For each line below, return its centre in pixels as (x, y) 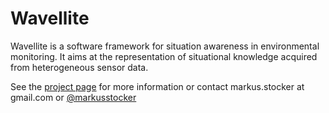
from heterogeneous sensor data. (79, 67)
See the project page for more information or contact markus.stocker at (157, 86)
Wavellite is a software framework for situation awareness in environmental (165, 46)
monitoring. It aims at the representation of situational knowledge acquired (164, 56)
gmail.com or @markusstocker (73, 97)
